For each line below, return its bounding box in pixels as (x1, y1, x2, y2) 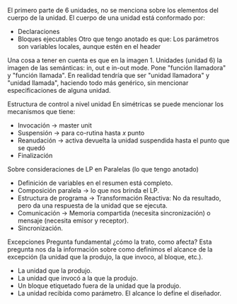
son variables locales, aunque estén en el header (17, 43, 161, 50)
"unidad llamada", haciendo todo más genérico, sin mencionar (7, 79, 189, 87)
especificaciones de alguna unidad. (7, 86, 111, 94)
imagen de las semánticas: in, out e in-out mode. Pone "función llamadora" (7, 64, 226, 72)
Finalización (17, 152, 53, 159)
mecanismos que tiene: (7, 108, 76, 116)
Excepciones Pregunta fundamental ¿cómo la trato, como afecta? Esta (7, 237, 212, 246)
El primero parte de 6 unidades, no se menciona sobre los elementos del (7, 6, 219, 14)
